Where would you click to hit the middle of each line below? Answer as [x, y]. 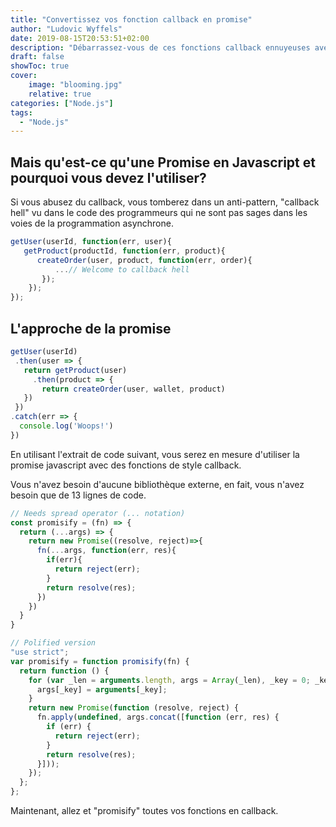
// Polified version [53, 643]
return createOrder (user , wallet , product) [133, 389]
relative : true [60, 94]
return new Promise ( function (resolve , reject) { [134, 708]
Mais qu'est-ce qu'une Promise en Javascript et [163, 162]
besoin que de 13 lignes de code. [78, 495]
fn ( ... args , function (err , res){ [106, 551]
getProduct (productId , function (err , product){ [124, 251]
